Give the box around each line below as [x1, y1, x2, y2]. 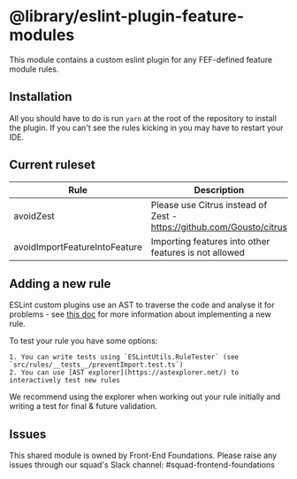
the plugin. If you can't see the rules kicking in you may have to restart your [9, 122, 285, 133]
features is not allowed [150, 246, 246, 259]
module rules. [9, 64, 59, 74]
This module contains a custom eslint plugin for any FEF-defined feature [9, 54, 272, 65]
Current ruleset [9, 158, 95, 173]
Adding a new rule [9, 276, 111, 291]
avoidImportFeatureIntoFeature [13, 241, 143, 253]
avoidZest [13, 210, 55, 222]
